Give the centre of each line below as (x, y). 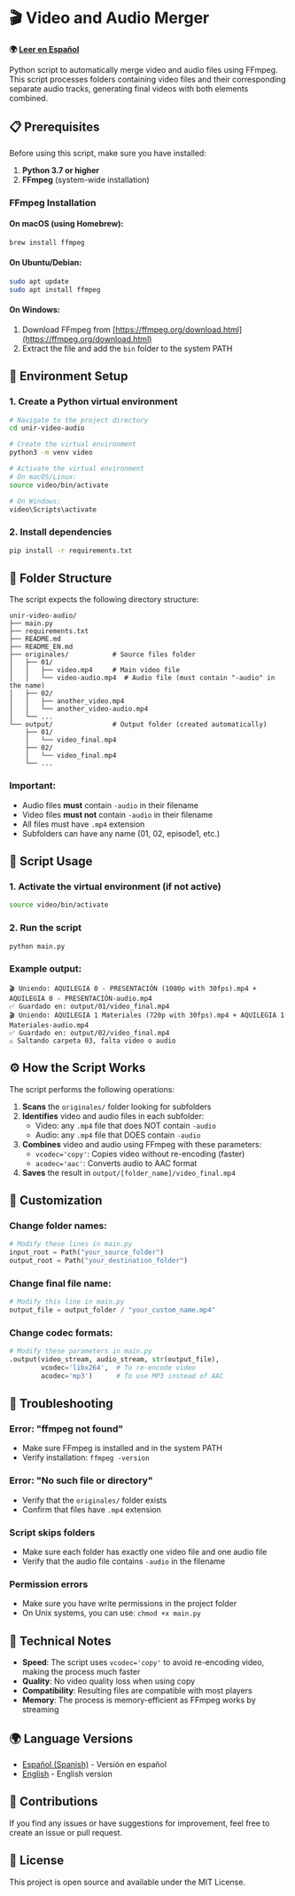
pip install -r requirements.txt (71, 551)
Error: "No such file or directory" (81, 1480)
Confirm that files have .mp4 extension (91, 1509)
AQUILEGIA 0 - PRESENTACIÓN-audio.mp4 (81, 998)
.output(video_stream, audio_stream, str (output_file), (114, 1360)
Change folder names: (58, 1226)
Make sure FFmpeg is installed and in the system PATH (122, 1448)
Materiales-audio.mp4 (49, 1025)
